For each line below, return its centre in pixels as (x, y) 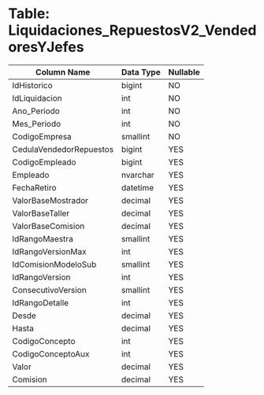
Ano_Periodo (36, 111)
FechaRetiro (34, 187)
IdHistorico (32, 85)
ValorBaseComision (48, 226)
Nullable (184, 72)
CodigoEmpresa (42, 136)
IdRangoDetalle (41, 302)
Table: (29, 14)
